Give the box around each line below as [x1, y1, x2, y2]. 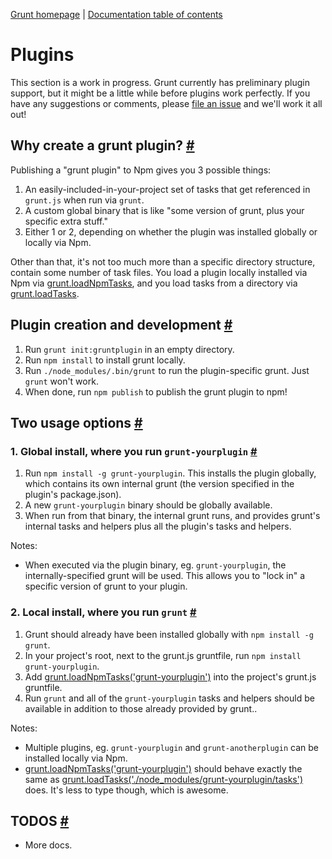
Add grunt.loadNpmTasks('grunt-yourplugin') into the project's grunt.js [24, 670, 317, 683]
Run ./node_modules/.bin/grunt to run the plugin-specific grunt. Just [24, 364, 310, 376]
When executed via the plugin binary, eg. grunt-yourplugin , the [24, 559, 287, 571]
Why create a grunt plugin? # [10, 137, 195, 154]
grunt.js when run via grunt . [24, 194, 145, 206]
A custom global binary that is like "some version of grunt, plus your [24, 204, 305, 216]
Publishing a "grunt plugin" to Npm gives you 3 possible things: [10, 164, 272, 176]
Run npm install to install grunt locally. [24, 354, 186, 366]
